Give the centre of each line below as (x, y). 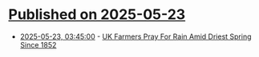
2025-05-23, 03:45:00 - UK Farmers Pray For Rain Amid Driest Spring (136, 36)
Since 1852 (38, 44)
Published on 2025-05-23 (97, 15)
